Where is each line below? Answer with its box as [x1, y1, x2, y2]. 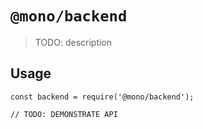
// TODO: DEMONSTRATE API [10, 109, 118, 119]
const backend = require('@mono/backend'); [10, 92, 195, 102]
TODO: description [34, 36, 113, 48]
